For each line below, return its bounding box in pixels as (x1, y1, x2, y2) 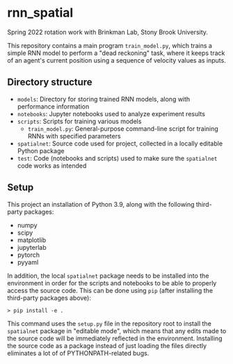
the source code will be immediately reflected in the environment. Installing (7, 334, 223, 342)
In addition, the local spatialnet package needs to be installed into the (7, 271, 209, 280)
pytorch (17, 251, 40, 259)
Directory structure (7, 77, 93, 88)
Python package (17, 146, 65, 155)
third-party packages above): (7, 294, 92, 302)
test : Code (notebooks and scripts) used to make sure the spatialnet (17, 154, 218, 162)
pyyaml (17, 258, 39, 266)
